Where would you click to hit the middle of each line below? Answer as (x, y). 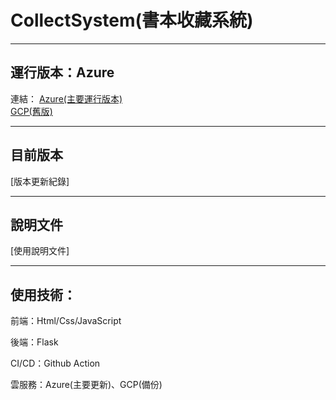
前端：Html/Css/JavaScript (66, 321)
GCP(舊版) (31, 111)
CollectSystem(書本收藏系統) (132, 20)
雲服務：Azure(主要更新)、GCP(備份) (86, 385)
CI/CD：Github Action (55, 363)
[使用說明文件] (40, 251)
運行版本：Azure (62, 72)
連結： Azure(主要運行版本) (66, 98)
